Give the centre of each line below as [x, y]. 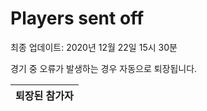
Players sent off [77, 18]
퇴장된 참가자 [44, 95]
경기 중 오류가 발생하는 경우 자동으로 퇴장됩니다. [104, 68]
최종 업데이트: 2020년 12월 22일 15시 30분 [94, 47]
